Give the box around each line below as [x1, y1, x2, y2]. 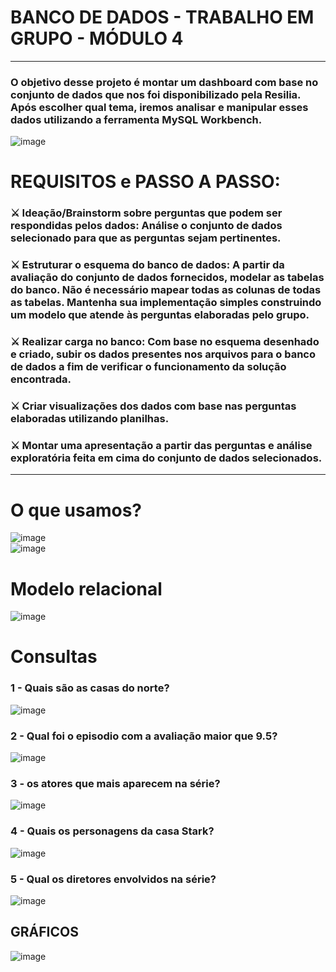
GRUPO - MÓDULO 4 [10, 27, 184, 50]
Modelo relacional [10, 577, 163, 600]
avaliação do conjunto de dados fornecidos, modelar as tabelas [10, 271, 325, 285]
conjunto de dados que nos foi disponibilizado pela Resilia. [10, 87, 302, 101]
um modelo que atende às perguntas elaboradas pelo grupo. [10, 308, 310, 322]
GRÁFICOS [10, 924, 79, 941]
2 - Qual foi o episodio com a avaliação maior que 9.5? [10, 729, 278, 743]
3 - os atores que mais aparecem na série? [10, 776, 221, 790]
